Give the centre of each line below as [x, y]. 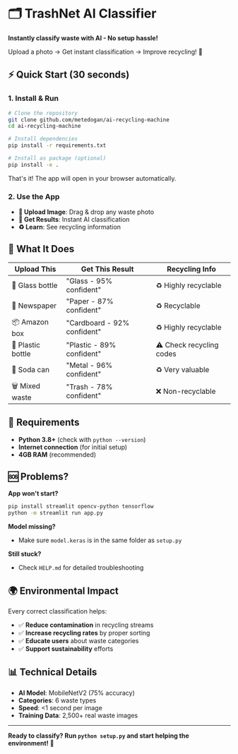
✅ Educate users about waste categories [78, 641]
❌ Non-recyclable [186, 391]
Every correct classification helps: [58, 611]
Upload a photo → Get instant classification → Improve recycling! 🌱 [106, 52]
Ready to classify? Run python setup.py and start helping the [99, 736]
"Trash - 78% [89, 387]
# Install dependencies [43, 139]
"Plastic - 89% [91, 345]
